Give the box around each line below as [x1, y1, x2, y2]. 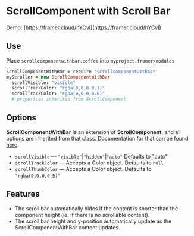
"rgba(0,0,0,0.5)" [14, 173, 61, 179]
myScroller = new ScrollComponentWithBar [6, 74, 111, 80]
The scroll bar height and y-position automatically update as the [14, 218, 172, 225]
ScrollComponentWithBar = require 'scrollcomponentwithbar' [6, 69, 159, 74]
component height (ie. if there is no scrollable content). [14, 211, 150, 218]
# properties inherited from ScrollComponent [11, 97, 127, 103]
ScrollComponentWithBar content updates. [14, 223, 120, 231]
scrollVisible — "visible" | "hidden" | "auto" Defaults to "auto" [14, 153, 168, 160]
